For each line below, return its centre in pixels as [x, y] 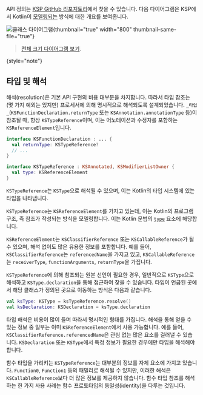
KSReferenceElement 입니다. [39, 127]
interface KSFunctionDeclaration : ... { [59, 139]
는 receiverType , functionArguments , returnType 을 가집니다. [79, 262]
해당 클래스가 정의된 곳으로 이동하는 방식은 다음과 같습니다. [82, 289]
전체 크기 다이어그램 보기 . [51, 49]
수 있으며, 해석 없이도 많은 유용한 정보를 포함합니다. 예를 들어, [79, 246]
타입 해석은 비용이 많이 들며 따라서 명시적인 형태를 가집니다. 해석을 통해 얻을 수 [99, 319]
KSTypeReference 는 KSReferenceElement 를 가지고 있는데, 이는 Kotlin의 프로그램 [100, 211]
